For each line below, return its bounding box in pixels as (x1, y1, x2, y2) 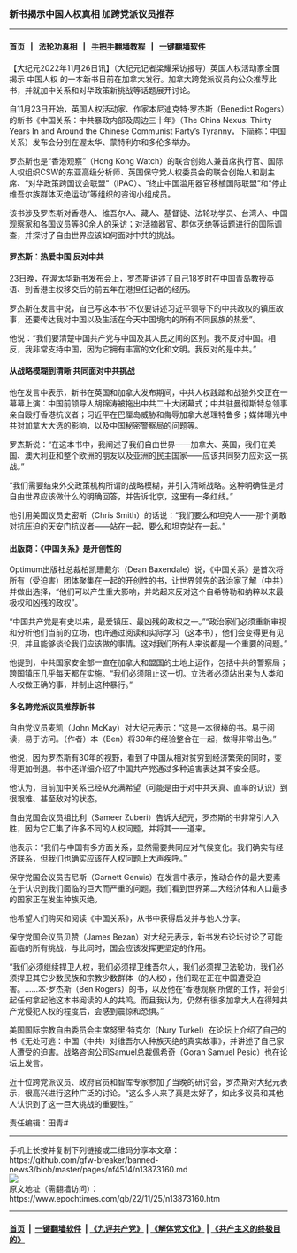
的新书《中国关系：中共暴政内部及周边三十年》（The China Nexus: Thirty (9, 114, 272, 125)
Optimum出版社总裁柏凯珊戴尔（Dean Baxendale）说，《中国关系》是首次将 (9, 564, 285, 575)
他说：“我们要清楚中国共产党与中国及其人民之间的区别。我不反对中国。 (9, 332, 269, 343)
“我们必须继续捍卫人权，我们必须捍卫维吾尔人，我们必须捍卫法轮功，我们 (9, 962, 277, 972)
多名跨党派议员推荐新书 (9, 701, 95, 712)
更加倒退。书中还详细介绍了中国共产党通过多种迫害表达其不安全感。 (16, 763, 265, 774)
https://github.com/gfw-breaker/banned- (9, 1155, 159, 1165)
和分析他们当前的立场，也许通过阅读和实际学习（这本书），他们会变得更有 (9, 627, 277, 638)
